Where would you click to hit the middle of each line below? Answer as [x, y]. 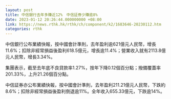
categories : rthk [24, 29]
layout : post [19, 10]
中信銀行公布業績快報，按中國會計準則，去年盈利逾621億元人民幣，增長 [81, 44]
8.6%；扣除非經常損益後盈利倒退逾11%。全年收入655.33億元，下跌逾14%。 [85, 91]
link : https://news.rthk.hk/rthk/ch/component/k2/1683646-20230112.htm [83, 24]
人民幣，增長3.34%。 [32, 57]
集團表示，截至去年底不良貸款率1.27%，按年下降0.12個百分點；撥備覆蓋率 [83, 68]
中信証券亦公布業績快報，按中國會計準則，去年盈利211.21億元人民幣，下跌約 [85, 85]
